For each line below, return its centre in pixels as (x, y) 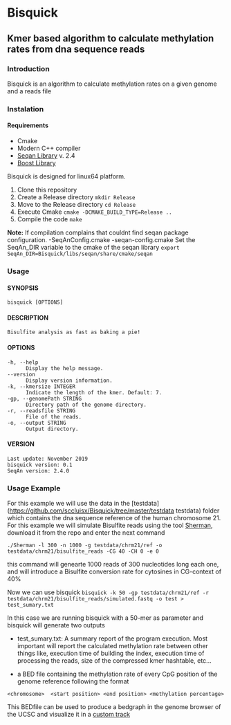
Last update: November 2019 (48, 459)
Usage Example (34, 488)
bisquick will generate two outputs (56, 625)
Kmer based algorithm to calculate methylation (111, 38)
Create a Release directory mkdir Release (76, 197)
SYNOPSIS (23, 288)
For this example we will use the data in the (68, 504)
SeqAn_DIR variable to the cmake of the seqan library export (93, 247)
